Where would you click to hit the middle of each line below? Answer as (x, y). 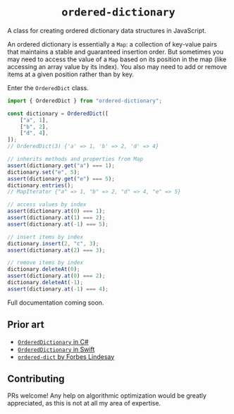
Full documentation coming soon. (56, 303)
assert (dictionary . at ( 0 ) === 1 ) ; (56, 211)
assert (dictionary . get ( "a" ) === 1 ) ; (61, 165)
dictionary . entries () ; (41, 185)
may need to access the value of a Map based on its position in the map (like (117, 59)
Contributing (36, 379)
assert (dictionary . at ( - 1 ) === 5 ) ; (58, 224)
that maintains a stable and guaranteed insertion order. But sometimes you (116, 51)
